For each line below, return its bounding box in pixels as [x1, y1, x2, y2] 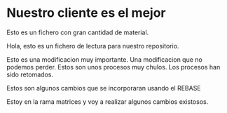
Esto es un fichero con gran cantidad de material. [6, 28, 149, 36]
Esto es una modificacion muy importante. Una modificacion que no [6, 55, 202, 64]
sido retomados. [6, 70, 54, 79]
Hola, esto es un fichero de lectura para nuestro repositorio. [6, 41, 179, 50]
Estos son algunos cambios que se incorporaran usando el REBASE [6, 84, 201, 92]
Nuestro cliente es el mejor [6, 5, 166, 21]
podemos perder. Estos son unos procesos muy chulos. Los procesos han [6, 62, 221, 71]
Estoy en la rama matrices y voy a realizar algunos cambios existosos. [6, 97, 209, 106]
